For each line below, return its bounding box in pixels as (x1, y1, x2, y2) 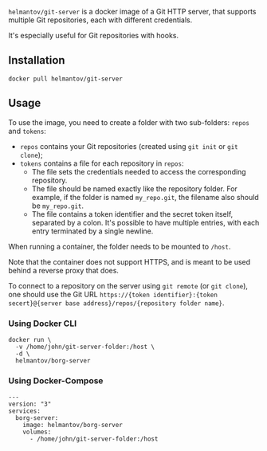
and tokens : (8, 126, 46, 135)
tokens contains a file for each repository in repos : (19, 159, 184, 168)
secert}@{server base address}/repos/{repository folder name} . (8, 298, 225, 308)
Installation (8, 53, 65, 67)
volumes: (22, 428, 52, 437)
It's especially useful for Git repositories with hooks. (8, 31, 179, 40)
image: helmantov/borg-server (22, 422, 124, 429)
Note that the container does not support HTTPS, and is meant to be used (8, 257, 251, 266)
